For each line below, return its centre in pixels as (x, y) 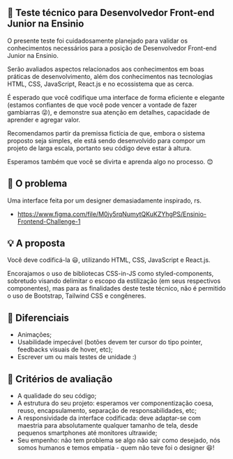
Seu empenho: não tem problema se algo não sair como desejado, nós (119, 440)
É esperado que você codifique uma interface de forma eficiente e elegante (116, 97)
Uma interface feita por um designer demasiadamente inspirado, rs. (105, 201)
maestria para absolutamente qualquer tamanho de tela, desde (108, 425)
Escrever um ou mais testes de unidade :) (77, 357)
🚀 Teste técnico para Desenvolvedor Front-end (111, 13)
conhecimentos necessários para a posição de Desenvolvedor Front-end (112, 48)
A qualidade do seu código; (57, 396)
